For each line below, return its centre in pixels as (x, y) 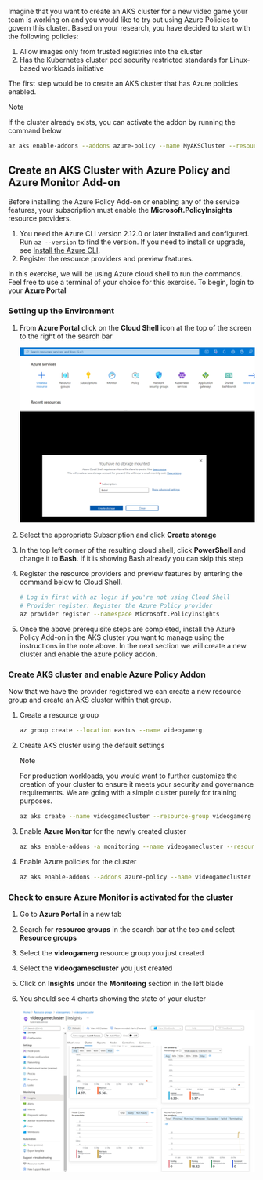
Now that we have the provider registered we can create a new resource (125, 692)
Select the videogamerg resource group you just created (112, 953)
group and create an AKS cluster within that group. (90, 700)
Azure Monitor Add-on (64, 183)
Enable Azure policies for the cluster (78, 861)
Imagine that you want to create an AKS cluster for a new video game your (128, 11)
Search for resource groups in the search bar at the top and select (127, 930)
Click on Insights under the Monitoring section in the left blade (121, 984)
